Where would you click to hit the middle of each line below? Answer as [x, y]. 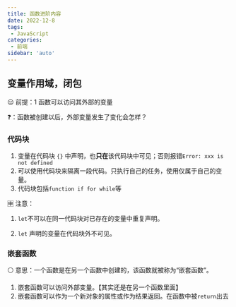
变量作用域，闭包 [45, 84]
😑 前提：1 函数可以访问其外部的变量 [60, 102]
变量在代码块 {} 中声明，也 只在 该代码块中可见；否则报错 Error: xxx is [120, 155]
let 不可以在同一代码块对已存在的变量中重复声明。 [90, 218]
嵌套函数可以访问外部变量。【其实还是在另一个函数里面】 [100, 287]
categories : [25, 40]
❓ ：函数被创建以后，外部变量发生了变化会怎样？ [77, 116]
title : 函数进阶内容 [34, 14]
